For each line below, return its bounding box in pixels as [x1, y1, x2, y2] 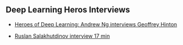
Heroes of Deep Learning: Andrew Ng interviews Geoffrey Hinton [14, 20, 178, 28]
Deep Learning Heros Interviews [5, 5, 130, 15]
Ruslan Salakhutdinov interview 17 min [14, 32, 110, 40]
